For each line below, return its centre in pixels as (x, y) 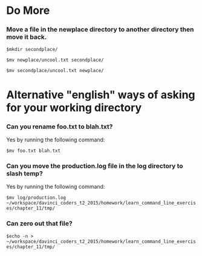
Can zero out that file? (39, 223)
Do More (28, 11)
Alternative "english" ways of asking (101, 95)
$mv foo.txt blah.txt (34, 151)
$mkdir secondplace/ (32, 50)
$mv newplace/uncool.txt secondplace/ (55, 60)
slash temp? (25, 173)
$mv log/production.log (36, 198)
